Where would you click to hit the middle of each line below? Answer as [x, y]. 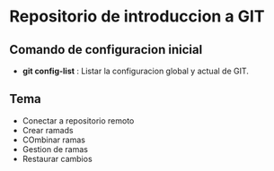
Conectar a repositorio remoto [78, 120]
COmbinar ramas [53, 140]
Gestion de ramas [55, 149]
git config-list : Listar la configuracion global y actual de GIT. [136, 71]
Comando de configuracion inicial [106, 50]
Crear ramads [48, 130]
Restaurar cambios [57, 158]
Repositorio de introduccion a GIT [137, 17]
